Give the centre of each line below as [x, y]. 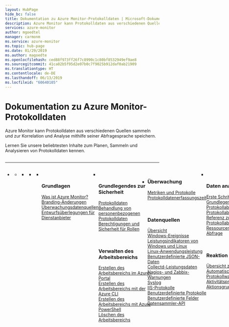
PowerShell [110, 309]
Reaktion [217, 255]
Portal [104, 278]
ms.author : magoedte [26, 55]
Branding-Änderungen [64, 202]
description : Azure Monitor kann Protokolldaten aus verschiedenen [75, 23]
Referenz [216, 217]
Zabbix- [181, 272]
